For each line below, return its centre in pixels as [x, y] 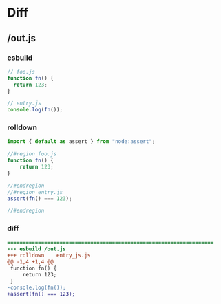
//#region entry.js [35, 192]
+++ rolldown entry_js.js [49, 256]
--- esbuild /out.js [37, 249]
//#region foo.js [32, 154]
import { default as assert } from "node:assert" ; [81, 142]
